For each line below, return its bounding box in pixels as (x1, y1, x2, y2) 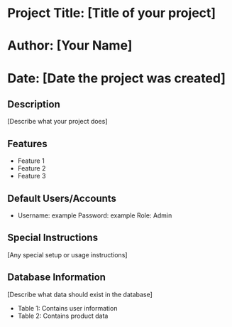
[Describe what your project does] (7, 117, 108, 126)
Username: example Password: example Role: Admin (17, 211, 172, 220)
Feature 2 (17, 164, 46, 173)
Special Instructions (7, 232, 98, 244)
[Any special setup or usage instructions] (7, 250, 128, 259)
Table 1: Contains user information (17, 304, 118, 312)
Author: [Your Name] (7, 38, 133, 54)
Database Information (7, 272, 106, 284)
